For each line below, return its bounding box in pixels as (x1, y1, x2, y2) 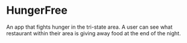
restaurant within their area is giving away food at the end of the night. (6, 29, 181, 36)
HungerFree (6, 4, 68, 17)
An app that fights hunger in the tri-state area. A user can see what (6, 23, 173, 30)
